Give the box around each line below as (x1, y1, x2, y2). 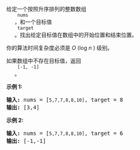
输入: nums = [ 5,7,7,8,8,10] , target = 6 (6, 130, 124, 137)
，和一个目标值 (14, 18, 52, 26)
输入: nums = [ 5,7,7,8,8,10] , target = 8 (6, 96, 124, 103)
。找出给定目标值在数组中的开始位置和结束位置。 (14, 31, 138, 38)
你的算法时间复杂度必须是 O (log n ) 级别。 (6, 45, 113, 51)
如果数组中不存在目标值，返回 (6, 57, 81, 64)
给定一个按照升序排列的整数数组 (6, 5, 86, 12)
